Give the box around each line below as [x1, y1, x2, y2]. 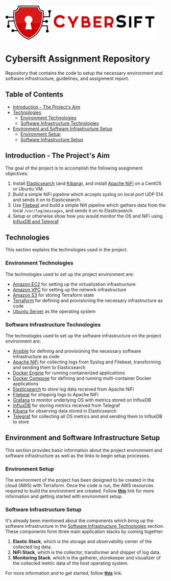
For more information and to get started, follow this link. [5, 570, 123, 576]
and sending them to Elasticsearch [12, 364, 86, 370]
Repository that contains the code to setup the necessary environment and [5, 70, 163, 76]
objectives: [5, 170, 29, 177]
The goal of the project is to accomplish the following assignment [5, 165, 143, 171]
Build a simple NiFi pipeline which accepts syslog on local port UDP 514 [12, 191, 163, 197]
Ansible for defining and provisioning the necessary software [12, 348, 141, 354]
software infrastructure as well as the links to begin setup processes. [5, 453, 151, 459]
